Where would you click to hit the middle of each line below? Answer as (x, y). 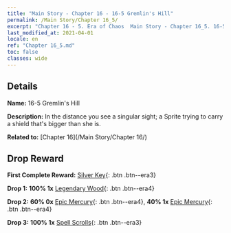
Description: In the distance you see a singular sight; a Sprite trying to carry (115, 116)
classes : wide (27, 59)
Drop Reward (35, 158)
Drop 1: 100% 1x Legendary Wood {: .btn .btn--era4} (81, 189)
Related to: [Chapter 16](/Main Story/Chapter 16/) (77, 137)
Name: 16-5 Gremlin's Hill (44, 103)
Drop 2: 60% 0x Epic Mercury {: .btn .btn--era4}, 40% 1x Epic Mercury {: (110, 202)
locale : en (23, 39)
